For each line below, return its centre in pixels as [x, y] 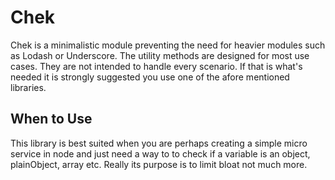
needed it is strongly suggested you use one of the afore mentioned [150, 77]
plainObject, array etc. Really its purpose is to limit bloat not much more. [159, 164]
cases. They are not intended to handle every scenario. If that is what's [156, 66]
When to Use [51, 119]
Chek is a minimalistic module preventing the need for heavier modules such [168, 45]
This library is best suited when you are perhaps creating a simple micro [159, 143]
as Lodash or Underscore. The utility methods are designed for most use [160, 55]
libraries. [28, 87]
